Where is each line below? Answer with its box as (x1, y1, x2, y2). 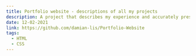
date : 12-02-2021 (6, 19, 48, 25)
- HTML (11, 36, 27, 41)
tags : (6, 30, 19, 36)
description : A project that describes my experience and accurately (6, 14, 179, 20)
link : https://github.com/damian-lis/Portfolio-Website (6, 24, 145, 31)
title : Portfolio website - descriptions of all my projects (6, 8, 158, 15)
